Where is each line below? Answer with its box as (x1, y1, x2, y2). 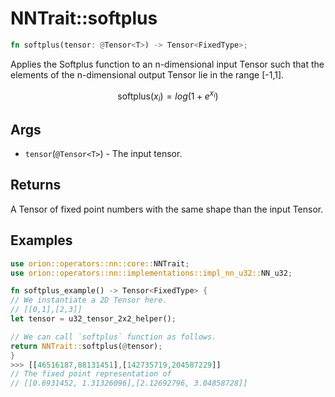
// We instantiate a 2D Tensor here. (10, 295, 168, 306)
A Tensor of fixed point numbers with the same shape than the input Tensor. (10, 203, 324, 215)
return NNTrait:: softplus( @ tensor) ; (10, 341, 163, 351)
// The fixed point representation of (10, 369, 172, 379)
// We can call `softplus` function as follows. (10, 332, 217, 342)
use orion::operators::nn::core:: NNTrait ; (10, 258, 190, 269)
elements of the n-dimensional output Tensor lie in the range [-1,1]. (10, 68, 285, 81)
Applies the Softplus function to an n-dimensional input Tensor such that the (10, 58, 325, 70)
